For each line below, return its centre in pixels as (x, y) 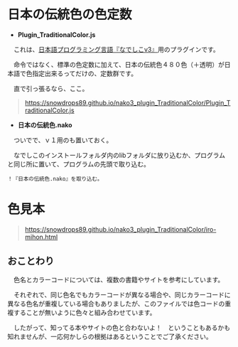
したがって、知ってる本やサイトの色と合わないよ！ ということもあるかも (122, 327)
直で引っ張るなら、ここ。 (51, 88)
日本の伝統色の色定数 (70, 15)
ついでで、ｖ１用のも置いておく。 (63, 140)
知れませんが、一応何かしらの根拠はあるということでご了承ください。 (110, 336)
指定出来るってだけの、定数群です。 (84, 73)
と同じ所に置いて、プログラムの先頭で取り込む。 (79, 164)
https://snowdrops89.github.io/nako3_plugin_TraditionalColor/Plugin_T (128, 102)
